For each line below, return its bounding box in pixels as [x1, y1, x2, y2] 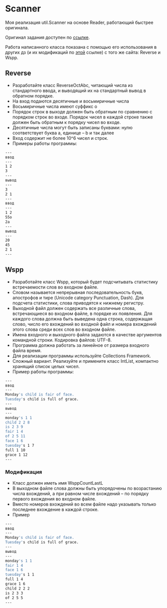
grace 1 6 [5, 582, 26, 587]
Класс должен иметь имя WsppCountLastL [12, 480, 103, 486]
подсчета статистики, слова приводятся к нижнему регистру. [12, 300, 145, 306]
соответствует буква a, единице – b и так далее [12, 130, 114, 136]
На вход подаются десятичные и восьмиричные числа [12, 98, 129, 104]
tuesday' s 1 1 [5, 572, 35, 577]
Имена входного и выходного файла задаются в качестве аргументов [12, 331, 162, 337]
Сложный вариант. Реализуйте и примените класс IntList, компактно [12, 358, 159, 364]
